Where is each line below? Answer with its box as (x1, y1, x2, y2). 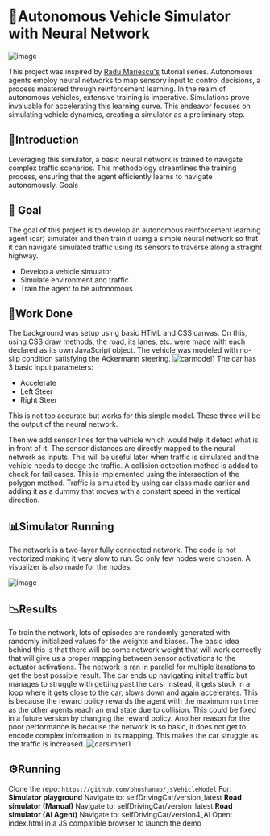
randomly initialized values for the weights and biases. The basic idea (8, 637, 239, 646)
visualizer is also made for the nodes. (8, 562, 133, 572)
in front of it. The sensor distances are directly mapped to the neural (8, 444, 235, 454)
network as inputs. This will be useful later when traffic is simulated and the (8, 452, 260, 462)
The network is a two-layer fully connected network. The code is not (8, 545, 236, 555)
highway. (8, 250, 39, 261)
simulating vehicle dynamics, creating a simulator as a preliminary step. (8, 109, 246, 119)
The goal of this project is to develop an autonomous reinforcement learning (8, 225, 261, 235)
